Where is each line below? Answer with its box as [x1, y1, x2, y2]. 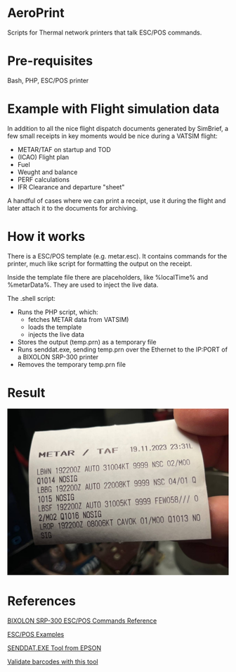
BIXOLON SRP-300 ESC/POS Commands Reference [7, 616, 157, 625]
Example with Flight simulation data [7, 101, 220, 117]
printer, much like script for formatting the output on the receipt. [7, 259, 192, 268]
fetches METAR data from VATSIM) [27, 315, 129, 323]
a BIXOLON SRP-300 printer [17, 352, 99, 361]
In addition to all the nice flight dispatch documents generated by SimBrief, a [7, 124, 229, 132]
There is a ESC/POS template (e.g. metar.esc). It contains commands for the [7, 251, 228, 260]
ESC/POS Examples [7, 630, 65, 638]
